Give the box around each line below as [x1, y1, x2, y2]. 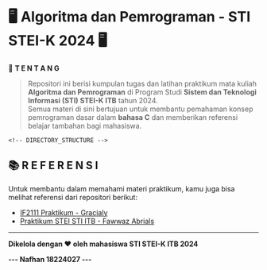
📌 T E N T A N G [8, 63, 60, 73]
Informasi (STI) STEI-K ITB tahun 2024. [27, 95, 158, 105]
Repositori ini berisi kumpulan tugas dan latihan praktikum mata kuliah [27, 79, 257, 88]
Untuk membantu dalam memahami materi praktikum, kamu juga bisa [8, 183, 235, 193]
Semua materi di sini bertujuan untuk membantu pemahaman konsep [27, 104, 253, 114]
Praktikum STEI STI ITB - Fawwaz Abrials [19, 216, 155, 226]
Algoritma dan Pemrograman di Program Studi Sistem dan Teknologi [27, 87, 257, 97]
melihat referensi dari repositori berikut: [8, 192, 137, 202]
